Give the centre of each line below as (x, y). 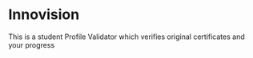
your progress (32, 44)
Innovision (44, 15)
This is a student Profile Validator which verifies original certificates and (127, 37)
